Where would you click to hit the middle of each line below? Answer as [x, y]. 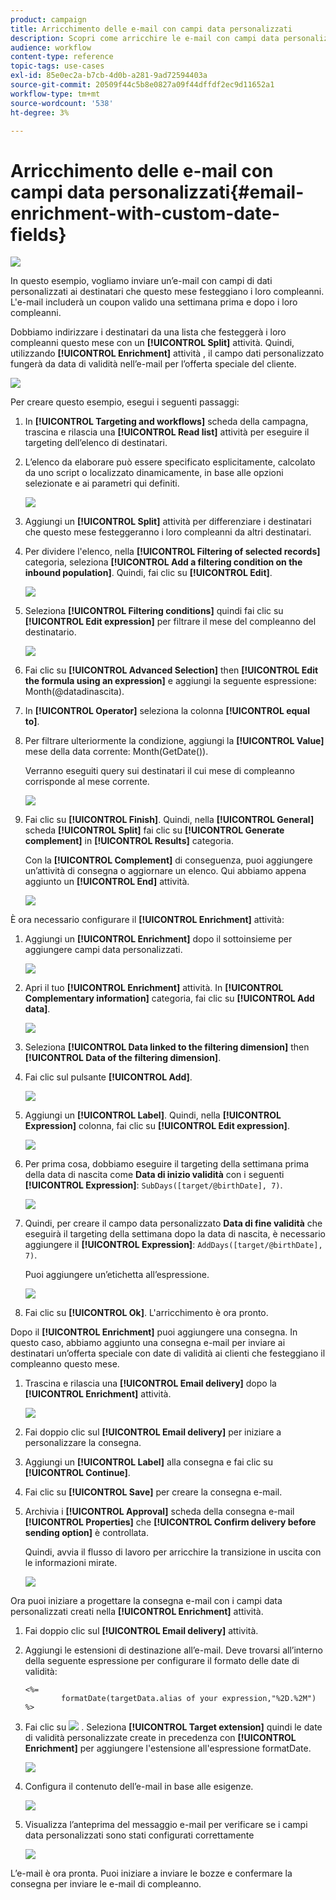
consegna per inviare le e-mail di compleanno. [106, 1884]
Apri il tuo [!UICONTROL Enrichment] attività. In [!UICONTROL [154, 988]
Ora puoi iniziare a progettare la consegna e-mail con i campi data [146, 1601]
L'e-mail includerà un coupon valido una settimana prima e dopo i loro [154, 302]
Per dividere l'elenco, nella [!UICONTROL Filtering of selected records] [172, 552]
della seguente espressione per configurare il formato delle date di [162, 1661]
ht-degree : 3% [40, 112]
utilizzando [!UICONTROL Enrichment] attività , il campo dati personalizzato [167, 353]
